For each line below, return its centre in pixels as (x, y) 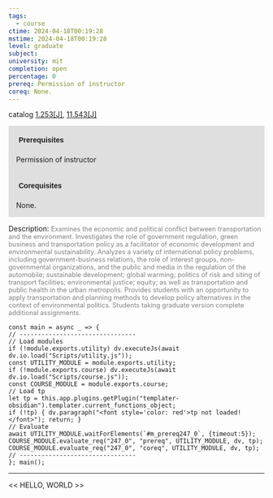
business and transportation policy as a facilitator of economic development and (131, 245)
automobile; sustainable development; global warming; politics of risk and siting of (134, 275)
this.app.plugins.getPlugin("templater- (110, 399)
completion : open (38, 69)
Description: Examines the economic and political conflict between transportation (135, 229)
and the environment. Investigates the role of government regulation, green (123, 237)
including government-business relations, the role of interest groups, (114, 260)
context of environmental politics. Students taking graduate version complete (126, 305)
